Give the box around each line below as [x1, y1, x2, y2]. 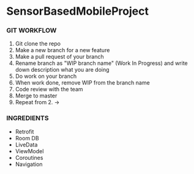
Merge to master [15, 92, 58, 99]
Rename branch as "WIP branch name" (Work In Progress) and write [15, 59, 188, 67]
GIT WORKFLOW [6, 26, 57, 35]
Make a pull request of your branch [15, 53, 104, 61]
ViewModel [15, 147, 44, 154]
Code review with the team [15, 86, 84, 93]
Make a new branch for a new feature [15, 47, 110, 54]
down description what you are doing [15, 66, 110, 74]
